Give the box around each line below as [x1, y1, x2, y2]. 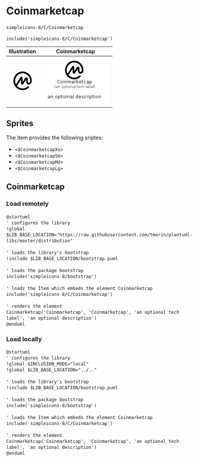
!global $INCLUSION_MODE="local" [6, 361, 89, 367]
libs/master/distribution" [6, 238, 73, 244]
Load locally [6, 335, 42, 343]
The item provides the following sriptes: [6, 134, 103, 141]
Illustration [8, 48, 37, 55]
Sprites [6, 118, 34, 129]
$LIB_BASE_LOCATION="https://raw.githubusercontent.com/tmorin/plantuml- [6, 232, 193, 238]
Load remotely [6, 199, 49, 208]
